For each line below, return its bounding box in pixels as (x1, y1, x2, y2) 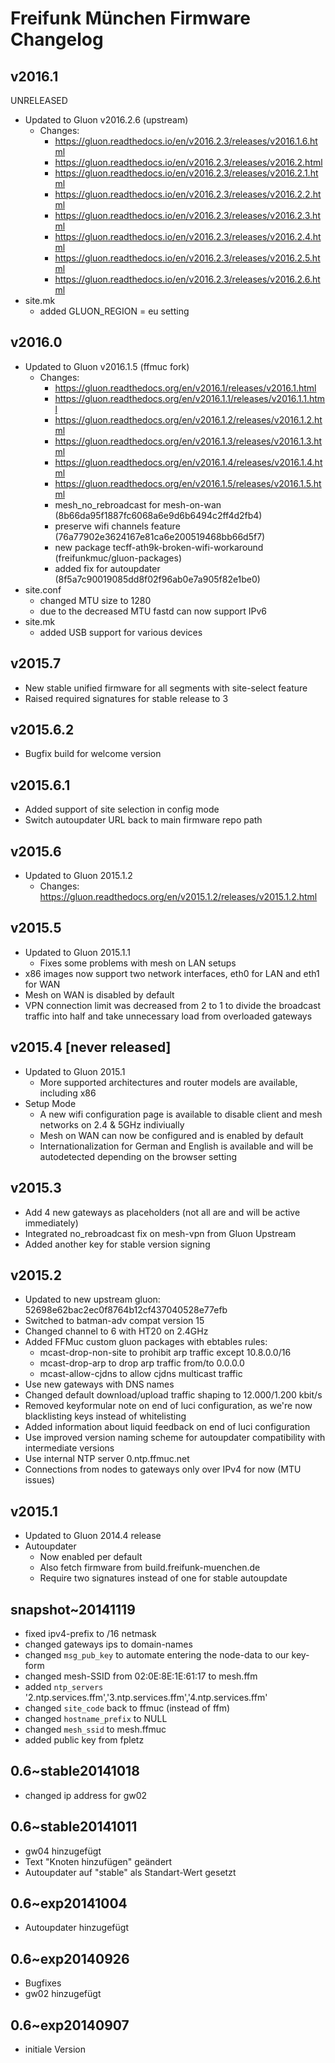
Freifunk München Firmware (10, 7, 251, 30)
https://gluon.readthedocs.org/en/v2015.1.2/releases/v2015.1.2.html (39, 891, 318, 903)
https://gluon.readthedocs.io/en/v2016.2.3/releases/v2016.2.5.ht (54, 252, 321, 264)
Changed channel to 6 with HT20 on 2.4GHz (24, 1325, 209, 1337)
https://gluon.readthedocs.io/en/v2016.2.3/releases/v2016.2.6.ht (54, 273, 321, 285)
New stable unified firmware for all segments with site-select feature (24, 682, 308, 694)
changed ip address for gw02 (24, 1789, 148, 1801)
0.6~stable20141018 (10, 1763, 140, 1780)
